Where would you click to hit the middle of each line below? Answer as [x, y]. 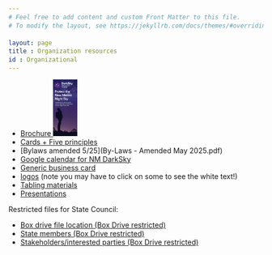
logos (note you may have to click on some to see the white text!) [129, 176]
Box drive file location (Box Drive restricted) [93, 225]
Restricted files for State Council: [64, 209]
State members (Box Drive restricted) [82, 233]
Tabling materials [49, 185]
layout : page [30, 43]
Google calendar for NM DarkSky [75, 159]
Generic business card [57, 168]
